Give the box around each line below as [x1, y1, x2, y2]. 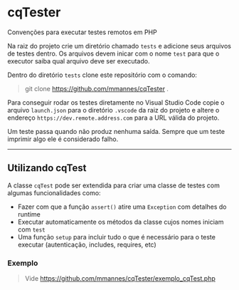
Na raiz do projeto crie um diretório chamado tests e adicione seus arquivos [7, 41, 231, 50]
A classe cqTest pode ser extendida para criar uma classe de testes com [7, 181, 221, 190]
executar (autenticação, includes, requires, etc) [17, 240, 156, 249]
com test [17, 225, 46, 234]
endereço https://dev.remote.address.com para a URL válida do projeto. [7, 113, 220, 122]
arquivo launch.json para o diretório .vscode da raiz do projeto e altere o [7, 105, 220, 114]
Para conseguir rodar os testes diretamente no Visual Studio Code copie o [7, 98, 225, 107]
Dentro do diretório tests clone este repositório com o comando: [7, 71, 198, 79]
